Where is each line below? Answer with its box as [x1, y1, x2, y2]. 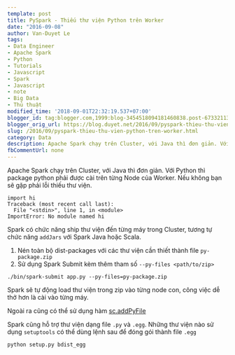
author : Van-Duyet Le [7, 29, 71, 37]
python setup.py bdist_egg [7, 341, 86, 348]
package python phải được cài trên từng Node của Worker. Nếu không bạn [7, 174, 222, 182]
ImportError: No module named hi [7, 213, 105, 220]
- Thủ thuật [7, 102, 42, 109]
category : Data [7, 134, 52, 141]
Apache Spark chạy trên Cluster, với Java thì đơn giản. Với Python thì [7, 166, 206, 174]
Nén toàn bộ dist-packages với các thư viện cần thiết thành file [17, 246, 199, 254]
